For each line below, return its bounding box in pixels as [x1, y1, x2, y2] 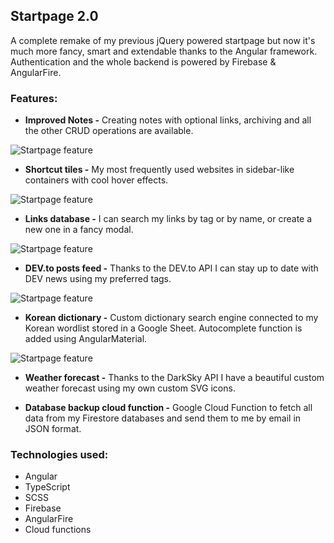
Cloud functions [24, 524, 92, 536]
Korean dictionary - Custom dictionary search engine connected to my [24, 312, 319, 324]
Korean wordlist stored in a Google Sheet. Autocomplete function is [24, 322, 303, 334]
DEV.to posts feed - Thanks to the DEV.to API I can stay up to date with [24, 262, 319, 274]
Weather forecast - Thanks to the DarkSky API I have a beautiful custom [24, 372, 325, 384]
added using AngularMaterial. [24, 333, 148, 345]
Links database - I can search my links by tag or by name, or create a [24, 213, 313, 225]
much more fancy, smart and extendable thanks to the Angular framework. [10, 45, 318, 57]
